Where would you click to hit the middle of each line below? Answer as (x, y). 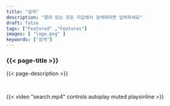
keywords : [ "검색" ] (29, 40)
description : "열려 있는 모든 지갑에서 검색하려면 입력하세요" (74, 17)
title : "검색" (23, 12)
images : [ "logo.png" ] (36, 34)
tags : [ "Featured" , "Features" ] (47, 28)
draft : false (23, 23)
